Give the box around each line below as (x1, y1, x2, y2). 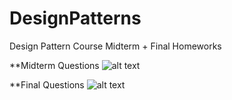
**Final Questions (9, 78, 85, 91)
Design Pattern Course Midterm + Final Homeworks (9, 40, 222, 52)
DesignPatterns (9, 7, 142, 30)
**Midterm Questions (9, 59, 100, 71)
